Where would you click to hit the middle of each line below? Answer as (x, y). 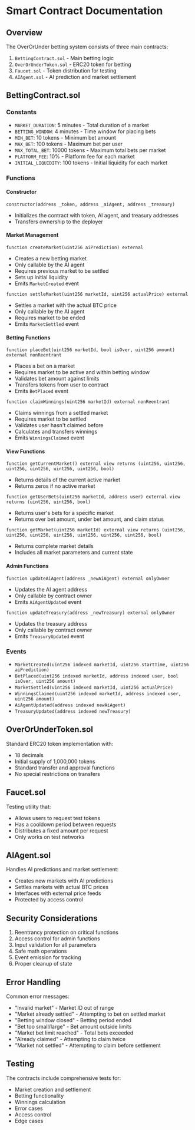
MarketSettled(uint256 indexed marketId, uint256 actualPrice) (94, 688)
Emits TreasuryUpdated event (49, 636)
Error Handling (33, 982)
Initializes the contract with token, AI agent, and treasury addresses (96, 215)
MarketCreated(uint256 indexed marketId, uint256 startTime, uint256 (102, 665)
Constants (22, 112)
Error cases (29, 1108)
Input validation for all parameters (55, 945)
